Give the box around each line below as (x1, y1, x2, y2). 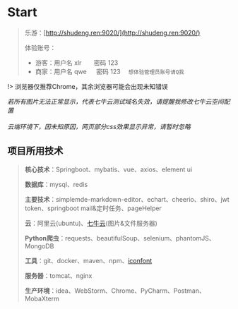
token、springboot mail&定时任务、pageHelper (24, 204, 162, 212)
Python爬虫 (24, 234, 59, 242)
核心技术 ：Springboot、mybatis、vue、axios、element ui (24, 165, 193, 174)
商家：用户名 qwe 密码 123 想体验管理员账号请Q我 (35, 67, 185, 75)
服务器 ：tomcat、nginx (24, 271, 93, 279)
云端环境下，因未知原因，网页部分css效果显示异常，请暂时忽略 (7, 122, 191, 131)
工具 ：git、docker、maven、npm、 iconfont (24, 256, 153, 265)
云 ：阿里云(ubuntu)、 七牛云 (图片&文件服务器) (24, 219, 157, 227)
